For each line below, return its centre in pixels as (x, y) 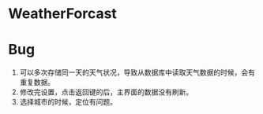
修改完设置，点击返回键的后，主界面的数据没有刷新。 (106, 92)
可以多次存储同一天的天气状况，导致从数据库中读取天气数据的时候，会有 (137, 72)
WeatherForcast (62, 14)
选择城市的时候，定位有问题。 (68, 102)
